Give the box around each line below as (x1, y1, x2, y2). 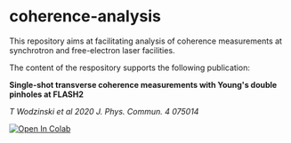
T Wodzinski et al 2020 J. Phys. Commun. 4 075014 (9, 106, 199, 116)
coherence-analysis (9, 6, 162, 27)
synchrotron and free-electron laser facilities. (9, 44, 175, 55)
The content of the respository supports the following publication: (9, 62, 251, 73)
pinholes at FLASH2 (9, 89, 85, 99)
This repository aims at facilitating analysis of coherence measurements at (9, 36, 283, 46)
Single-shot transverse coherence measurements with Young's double (9, 79, 278, 90)
